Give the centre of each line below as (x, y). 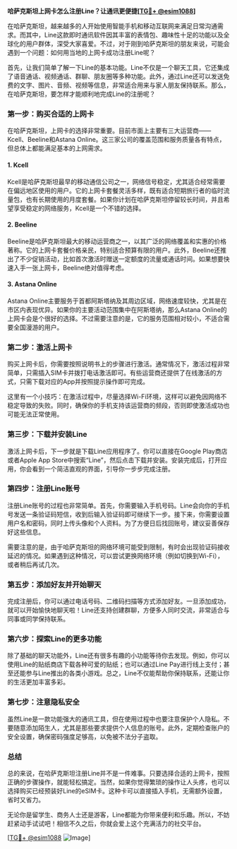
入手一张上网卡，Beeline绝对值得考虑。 (71, 267)
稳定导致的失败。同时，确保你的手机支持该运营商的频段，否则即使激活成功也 (119, 406)
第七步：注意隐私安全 (43, 702)
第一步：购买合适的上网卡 (51, 114)
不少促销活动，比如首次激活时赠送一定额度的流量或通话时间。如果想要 (121, 259)
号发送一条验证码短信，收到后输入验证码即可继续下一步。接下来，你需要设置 (119, 514)
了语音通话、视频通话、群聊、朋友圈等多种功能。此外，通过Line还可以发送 (115, 76)
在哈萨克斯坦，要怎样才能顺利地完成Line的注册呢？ (81, 94)
